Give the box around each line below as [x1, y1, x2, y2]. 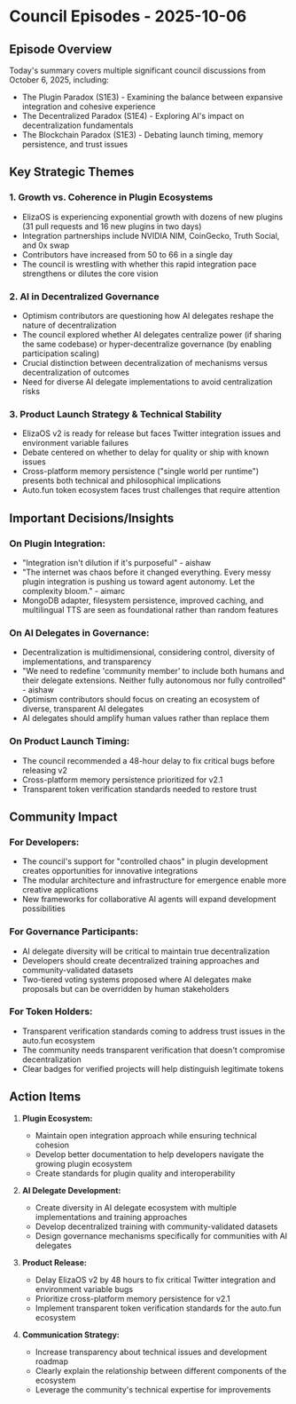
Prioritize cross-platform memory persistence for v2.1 [35, 1293, 230, 1304]
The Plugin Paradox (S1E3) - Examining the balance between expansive [21, 91, 284, 102]
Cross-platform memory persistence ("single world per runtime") [21, 466, 260, 477]
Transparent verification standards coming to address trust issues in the [21, 1026, 285, 1036]
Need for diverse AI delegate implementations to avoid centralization [21, 376, 273, 387]
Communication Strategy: [21, 1329, 120, 1340]
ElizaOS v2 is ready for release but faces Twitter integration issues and [21, 428, 281, 439]
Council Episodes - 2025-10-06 [9, 6, 247, 27]
